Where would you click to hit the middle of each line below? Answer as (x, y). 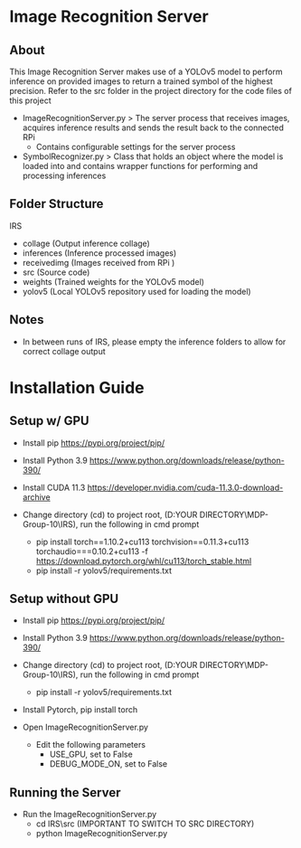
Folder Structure (56, 204)
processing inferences (64, 175)
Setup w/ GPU (49, 421)
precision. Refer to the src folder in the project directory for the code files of (150, 91)
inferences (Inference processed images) (99, 253)
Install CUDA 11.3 (54, 487)
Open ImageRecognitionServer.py (85, 727)
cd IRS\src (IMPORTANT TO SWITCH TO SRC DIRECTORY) (145, 824)
